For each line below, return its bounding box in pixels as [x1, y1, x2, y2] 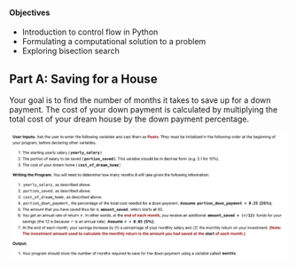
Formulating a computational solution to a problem [21, 36, 206, 47]
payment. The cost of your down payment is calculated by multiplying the [9, 105, 278, 115]
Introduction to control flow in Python [21, 27, 159, 37]
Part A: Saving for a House [9, 71, 158, 86]
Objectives [9, 7, 51, 18]
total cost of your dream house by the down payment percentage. [9, 114, 250, 124]
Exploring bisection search [21, 45, 120, 57]
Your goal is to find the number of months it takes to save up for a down [9, 95, 272, 106]
